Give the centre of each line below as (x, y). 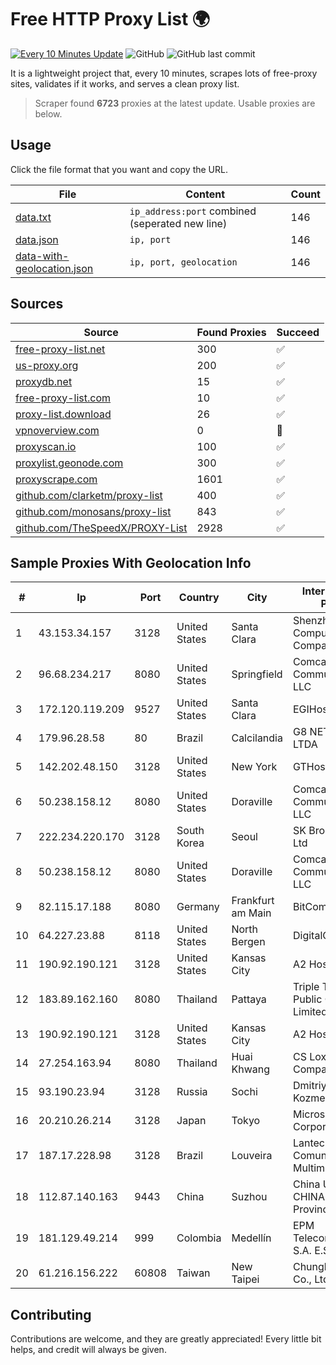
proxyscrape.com (56, 479)
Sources (37, 304)
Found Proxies (231, 332)
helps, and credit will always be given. (88, 1350)
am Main (251, 913)
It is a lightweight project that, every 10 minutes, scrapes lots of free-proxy (164, 73)
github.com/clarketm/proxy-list (89, 495)
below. (48, 113)
